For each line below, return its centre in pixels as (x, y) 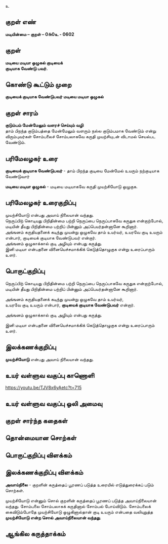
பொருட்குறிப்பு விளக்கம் (39, 455)
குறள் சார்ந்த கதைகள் (36, 421)
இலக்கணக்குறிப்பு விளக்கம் (44, 472)
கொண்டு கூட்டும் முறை (38, 85)
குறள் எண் (21, 22)
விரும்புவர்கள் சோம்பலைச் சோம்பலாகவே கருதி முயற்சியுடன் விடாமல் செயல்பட (80, 137)
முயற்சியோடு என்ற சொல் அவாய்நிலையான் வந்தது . (53, 518)
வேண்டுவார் (17, 177)
